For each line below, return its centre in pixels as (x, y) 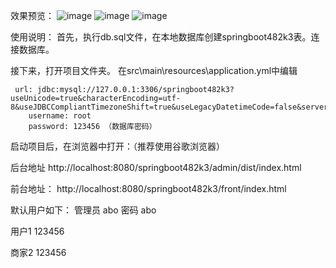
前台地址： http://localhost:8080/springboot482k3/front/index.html (148, 188)
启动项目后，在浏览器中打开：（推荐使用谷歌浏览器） (117, 146)
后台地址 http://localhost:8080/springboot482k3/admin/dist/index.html (156, 167)
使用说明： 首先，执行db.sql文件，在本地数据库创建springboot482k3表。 (161, 37)
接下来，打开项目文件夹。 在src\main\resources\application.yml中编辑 (154, 70)
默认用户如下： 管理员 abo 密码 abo (83, 210)
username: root (60, 116)
